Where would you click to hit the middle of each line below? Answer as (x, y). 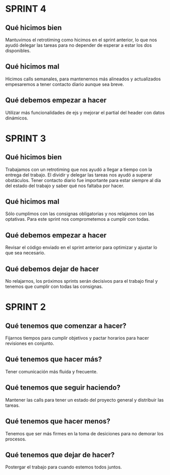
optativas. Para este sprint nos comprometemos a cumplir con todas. (78, 219)
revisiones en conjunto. (30, 343)
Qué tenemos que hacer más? (54, 359)
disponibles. (18, 51)
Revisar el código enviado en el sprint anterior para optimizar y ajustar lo (81, 248)
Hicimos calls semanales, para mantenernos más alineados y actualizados (83, 79)
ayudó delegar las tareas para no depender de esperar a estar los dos (79, 45)
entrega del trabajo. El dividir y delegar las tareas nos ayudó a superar (79, 175)
